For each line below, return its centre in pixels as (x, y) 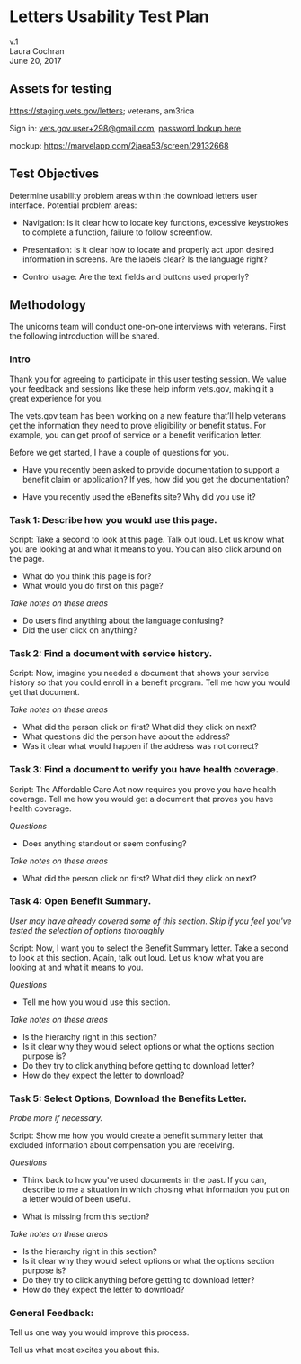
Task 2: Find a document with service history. (111, 653)
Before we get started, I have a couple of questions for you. (120, 452)
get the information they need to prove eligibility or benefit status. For (138, 425)
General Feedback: (52, 1314)
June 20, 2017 (35, 60)
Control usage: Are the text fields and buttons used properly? (136, 276)
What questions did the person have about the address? (126, 736)
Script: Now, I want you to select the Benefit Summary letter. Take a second (149, 948)
